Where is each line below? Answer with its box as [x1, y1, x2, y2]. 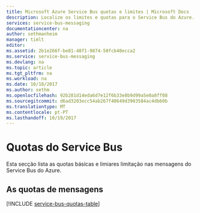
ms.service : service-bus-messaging [6, 53, 95, 59]
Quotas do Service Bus [6, 140, 123, 154]
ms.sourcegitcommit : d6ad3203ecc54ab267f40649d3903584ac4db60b [6, 98, 168, 104]
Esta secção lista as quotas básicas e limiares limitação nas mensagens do [6, 160, 192, 168]
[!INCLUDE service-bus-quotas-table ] [6, 200, 100, 207]
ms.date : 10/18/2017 [6, 82, 58, 88]
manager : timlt [6, 37, 44, 43]
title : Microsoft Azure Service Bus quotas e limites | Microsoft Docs [6, 8, 189, 15]
